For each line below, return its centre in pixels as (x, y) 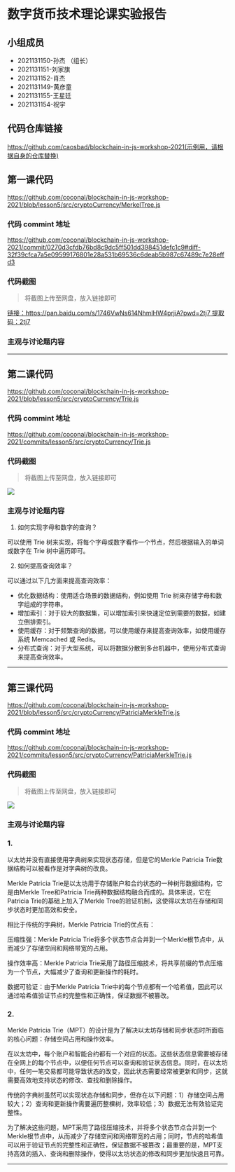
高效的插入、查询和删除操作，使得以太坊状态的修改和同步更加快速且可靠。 (120, 1154)
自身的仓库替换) (36, 156)
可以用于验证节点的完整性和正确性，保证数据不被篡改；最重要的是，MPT (112, 1145)
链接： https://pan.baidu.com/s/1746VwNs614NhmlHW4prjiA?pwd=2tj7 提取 (116, 313)
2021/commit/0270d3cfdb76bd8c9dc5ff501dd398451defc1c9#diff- (104, 247)
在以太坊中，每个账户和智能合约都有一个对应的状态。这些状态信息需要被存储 (117, 1054)
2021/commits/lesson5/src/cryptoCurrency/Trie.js (79, 442)
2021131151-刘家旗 (44, 69)
